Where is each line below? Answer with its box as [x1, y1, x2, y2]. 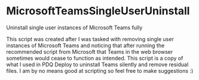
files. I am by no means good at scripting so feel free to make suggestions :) [6, 67, 194, 74]
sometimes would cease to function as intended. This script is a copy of [6, 54, 183, 61]
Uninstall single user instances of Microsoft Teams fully [6, 24, 143, 31]
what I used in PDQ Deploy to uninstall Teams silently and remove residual [6, 61, 189, 68]
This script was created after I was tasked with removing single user [6, 35, 174, 42]
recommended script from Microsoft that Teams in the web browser [6, 48, 173, 55]
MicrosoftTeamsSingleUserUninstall [6, 4, 190, 18]
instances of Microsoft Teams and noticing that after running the [6, 42, 165, 49]
